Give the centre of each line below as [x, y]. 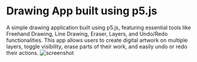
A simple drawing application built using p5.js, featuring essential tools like [99, 27]
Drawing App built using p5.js [82, 11]
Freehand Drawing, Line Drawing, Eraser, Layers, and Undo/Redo [87, 33]
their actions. [23, 52]
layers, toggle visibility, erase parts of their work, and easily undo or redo [97, 46]
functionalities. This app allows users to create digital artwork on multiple [97, 40]
